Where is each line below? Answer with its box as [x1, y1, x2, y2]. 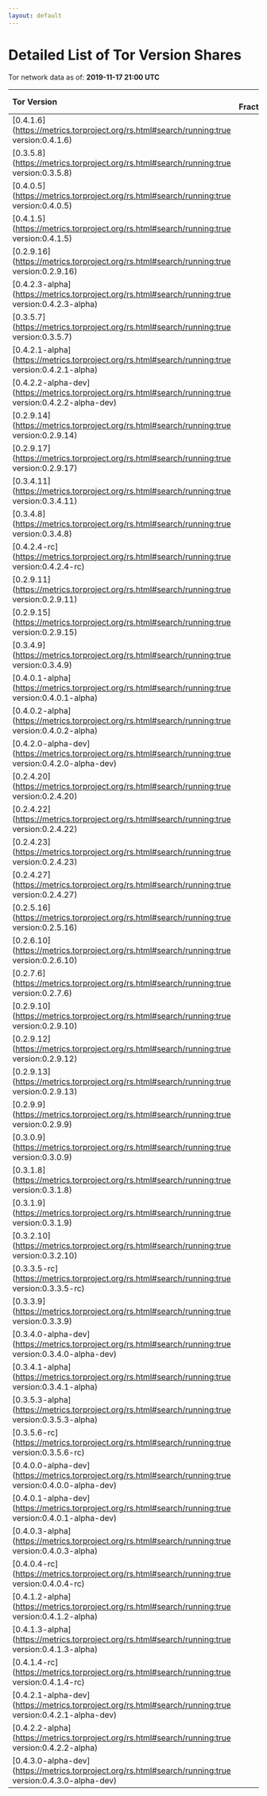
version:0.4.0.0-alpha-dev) [12, 1479, 117, 1491]
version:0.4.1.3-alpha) [12, 1643, 98, 1654]
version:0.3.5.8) [12, 167, 73, 178]
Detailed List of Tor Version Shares [8, 45, 242, 64]
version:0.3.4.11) [12, 495, 78, 506]
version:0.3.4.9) [12, 659, 73, 671]
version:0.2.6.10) [12, 954, 78, 966]
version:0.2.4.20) [12, 791, 78, 802]
